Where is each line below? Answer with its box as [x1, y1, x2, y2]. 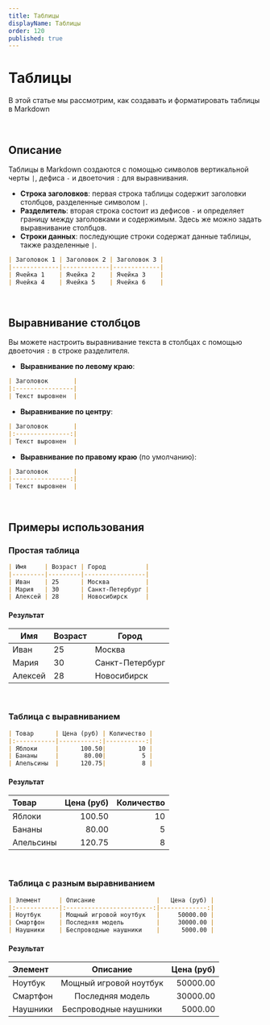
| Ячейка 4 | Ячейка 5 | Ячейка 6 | [8, 278, 164, 286]
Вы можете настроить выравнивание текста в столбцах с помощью [8, 338, 243, 347]
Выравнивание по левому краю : [19, 362, 135, 371]
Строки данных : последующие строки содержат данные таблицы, [19, 231, 251, 241]
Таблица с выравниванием [8, 711, 121, 722]
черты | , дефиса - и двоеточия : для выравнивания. [8, 173, 189, 182]
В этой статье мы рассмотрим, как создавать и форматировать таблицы [8, 96, 260, 106]
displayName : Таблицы [8, 19, 81, 27]
